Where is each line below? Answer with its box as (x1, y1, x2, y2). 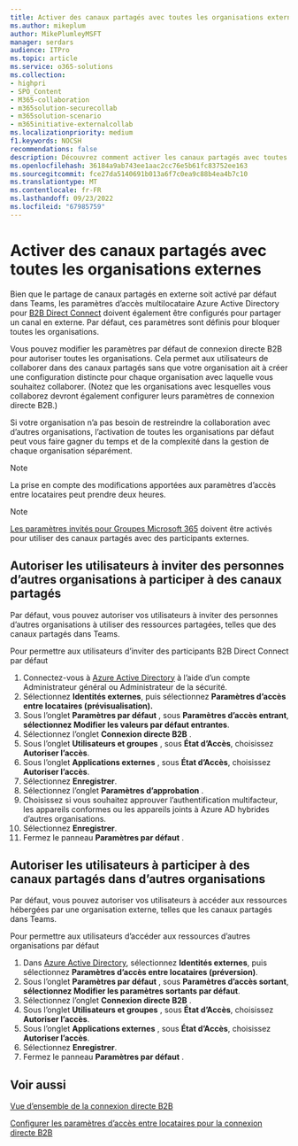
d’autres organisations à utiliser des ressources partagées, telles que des (10, 619, 277, 630)
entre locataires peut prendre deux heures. (10, 489, 166, 499)
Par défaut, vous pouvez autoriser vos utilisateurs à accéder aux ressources (10, 895, 287, 906)
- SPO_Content (10, 87, 63, 96)
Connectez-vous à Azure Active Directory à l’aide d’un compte (22, 672, 251, 683)
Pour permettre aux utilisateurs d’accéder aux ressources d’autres (10, 931, 251, 941)
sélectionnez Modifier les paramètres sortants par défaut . (22, 986, 241, 996)
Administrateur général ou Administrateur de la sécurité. (22, 681, 228, 692)
